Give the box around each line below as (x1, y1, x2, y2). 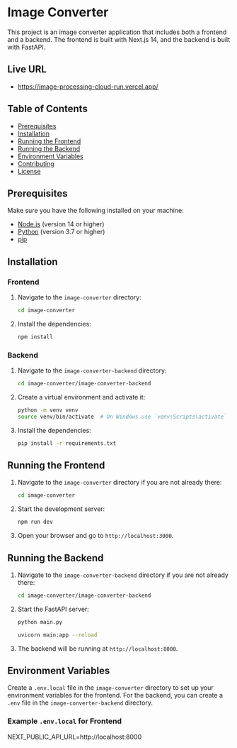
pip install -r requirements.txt (17, 439, 117, 447)
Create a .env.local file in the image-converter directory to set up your (7, 683, 214, 692)
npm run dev (17, 519, 53, 526)
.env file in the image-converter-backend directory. (7, 698, 154, 707)
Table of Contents (7, 103, 88, 115)
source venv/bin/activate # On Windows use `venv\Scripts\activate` (17, 413, 228, 420)
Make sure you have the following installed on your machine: (7, 207, 184, 215)
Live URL (7, 63, 47, 75)
